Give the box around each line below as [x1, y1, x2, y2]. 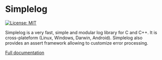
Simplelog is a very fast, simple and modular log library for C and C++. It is [5, 29, 158, 35]
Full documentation [5, 50, 45, 56]
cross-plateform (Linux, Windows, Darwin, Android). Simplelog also [5, 35, 143, 41]
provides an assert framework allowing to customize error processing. [5, 40, 149, 46]
